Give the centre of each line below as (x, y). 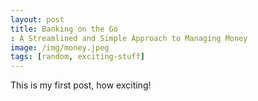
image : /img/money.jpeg (60, 47)
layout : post (37, 19)
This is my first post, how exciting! (81, 85)
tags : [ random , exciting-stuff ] (77, 57)
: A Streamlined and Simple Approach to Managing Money (129, 38)
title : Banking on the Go (64, 29)
